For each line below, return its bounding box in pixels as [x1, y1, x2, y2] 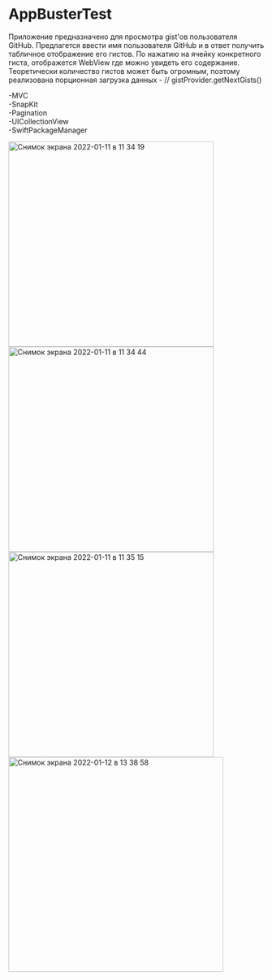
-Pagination [8, 107, 47, 118]
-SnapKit [8, 99, 38, 109]
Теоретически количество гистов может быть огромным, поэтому [8, 66, 240, 76]
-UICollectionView [8, 116, 69, 126]
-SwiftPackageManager [8, 125, 88, 135]
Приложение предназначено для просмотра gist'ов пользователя [8, 32, 238, 41]
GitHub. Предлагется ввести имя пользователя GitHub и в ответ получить [8, 40, 265, 50]
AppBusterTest [8, 5, 112, 24]
